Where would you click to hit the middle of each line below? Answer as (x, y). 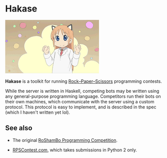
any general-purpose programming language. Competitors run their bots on (83, 96)
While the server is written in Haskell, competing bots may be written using (82, 91)
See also (19, 128)
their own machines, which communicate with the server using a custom (80, 101)
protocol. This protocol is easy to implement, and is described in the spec (81, 107)
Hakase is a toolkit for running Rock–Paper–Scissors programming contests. (84, 81)
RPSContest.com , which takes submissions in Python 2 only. (75, 150)
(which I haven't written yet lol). (38, 112)
